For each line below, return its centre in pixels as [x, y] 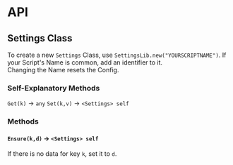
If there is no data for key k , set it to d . [62, 154]
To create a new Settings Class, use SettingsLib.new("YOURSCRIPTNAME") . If [117, 55]
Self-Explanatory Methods [54, 88]
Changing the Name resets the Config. [63, 70]
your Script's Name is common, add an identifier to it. [85, 62]
